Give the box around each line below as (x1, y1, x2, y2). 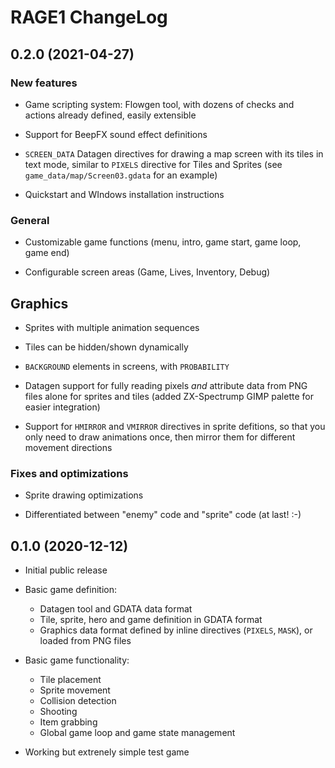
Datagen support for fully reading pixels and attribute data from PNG (24, 379, 308, 391)
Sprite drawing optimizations (24, 489, 144, 501)
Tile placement (39, 674, 102, 686)
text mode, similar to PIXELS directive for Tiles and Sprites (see (24, 158, 283, 170)
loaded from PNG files (39, 635, 132, 647)
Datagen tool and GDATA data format (39, 603, 193, 615)
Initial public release (24, 564, 108, 576)
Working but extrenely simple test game (24, 746, 190, 758)
